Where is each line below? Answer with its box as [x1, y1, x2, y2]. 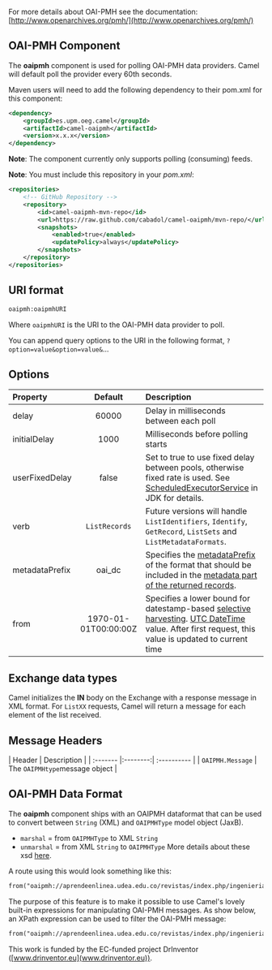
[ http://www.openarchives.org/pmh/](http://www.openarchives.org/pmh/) [8, 15, 254, 25]
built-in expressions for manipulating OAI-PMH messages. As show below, [8, 905, 257, 915]
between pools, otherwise [145, 462, 244, 473]
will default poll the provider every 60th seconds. [8, 69, 172, 79]
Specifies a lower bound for [145, 593, 251, 604]
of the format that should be [145, 559, 253, 571]
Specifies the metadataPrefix [145, 550, 256, 561]
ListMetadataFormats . [145, 536, 227, 547]
